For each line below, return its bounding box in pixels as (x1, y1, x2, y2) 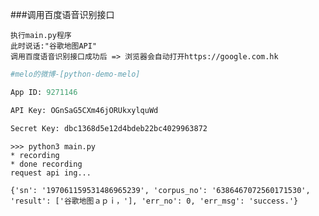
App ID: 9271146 (10, 87, 78, 97)
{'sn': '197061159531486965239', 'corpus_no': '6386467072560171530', (10, 185, 311, 195)
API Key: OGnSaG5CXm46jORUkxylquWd (10, 105, 159, 115)
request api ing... (10, 168, 92, 178)
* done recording (10, 159, 83, 169)
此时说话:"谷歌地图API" (10, 41, 98, 51)
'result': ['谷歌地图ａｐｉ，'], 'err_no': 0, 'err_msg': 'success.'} (10, 196, 299, 206)
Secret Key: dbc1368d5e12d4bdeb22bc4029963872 (10, 123, 208, 133)
